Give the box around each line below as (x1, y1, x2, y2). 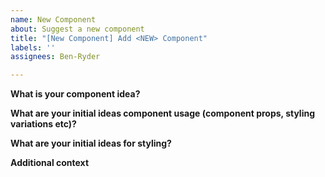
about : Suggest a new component (10, 24, 145, 34)
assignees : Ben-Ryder (10, 52, 101, 62)
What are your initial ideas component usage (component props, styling (10, 107, 316, 120)
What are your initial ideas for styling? (10, 137, 172, 150)
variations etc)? (10, 118, 77, 130)
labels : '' (10, 42, 56, 53)
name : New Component (10, 14, 97, 25)
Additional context (10, 157, 90, 169)
